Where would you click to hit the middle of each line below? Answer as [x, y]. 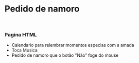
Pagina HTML [21, 35]
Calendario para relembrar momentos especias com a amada [73, 45]
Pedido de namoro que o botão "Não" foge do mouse [65, 55]
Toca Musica [24, 50]
